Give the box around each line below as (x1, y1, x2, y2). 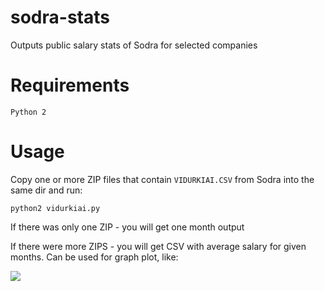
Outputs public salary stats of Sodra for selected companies (10, 39, 258, 51)
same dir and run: (10, 184, 83, 196)
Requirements (10, 74, 130, 97)
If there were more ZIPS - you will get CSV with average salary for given (10, 240, 307, 252)
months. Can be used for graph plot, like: (10, 251, 179, 263)
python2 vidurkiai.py (10, 203, 101, 213)
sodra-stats (10, 6, 110, 29)
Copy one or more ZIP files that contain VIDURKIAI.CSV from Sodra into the (10, 173, 315, 185)
